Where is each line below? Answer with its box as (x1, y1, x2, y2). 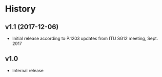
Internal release (12, 67, 44, 73)
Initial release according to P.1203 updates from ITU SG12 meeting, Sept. (12, 35, 158, 41)
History (5, 3, 36, 15)
